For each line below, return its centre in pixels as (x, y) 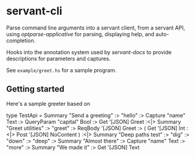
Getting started (35, 89)
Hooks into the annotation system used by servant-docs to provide (89, 52)
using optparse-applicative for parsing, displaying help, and (80, 34)
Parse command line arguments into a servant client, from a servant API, (96, 28)
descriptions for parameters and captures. (58, 58)
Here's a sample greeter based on (48, 103)
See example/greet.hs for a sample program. (61, 70)
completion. (21, 40)
